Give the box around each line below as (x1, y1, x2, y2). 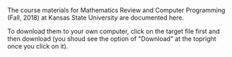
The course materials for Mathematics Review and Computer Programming (7, 6, 226, 14)
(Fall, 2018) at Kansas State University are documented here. (7, 13, 185, 22)
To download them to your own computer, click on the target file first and (7, 27, 221, 35)
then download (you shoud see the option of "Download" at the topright (7, 34, 217, 43)
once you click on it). (7, 42, 69, 50)
